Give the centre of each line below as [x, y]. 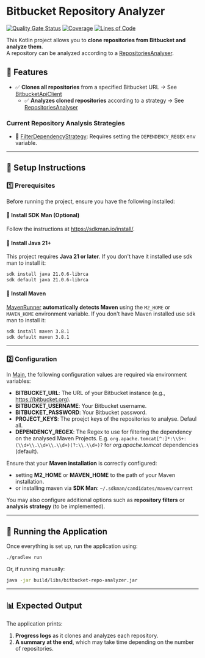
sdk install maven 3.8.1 [38, 331]
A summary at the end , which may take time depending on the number [104, 642]
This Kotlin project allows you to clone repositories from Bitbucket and [96, 40]
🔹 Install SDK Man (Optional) [43, 215]
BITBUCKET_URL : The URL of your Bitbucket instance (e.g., [90, 393]
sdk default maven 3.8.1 [38, 337]
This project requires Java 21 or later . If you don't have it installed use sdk [99, 257]
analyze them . [25, 46]
